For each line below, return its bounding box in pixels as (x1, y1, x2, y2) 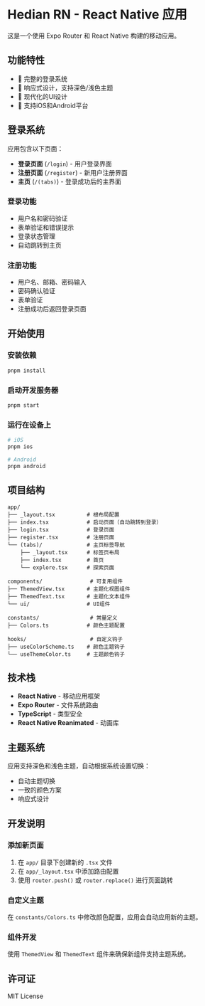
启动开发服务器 (7, 385, 59, 395)
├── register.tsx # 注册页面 (7, 534, 115, 541)
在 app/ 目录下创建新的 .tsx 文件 (17, 858, 113, 867)
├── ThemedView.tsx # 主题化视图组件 (7, 585, 131, 593)
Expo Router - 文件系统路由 (17, 701, 99, 709)
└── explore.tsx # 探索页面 (20, 563, 115, 571)
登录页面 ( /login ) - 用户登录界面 (17, 159, 112, 168)
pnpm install (7, 367, 46, 374)
